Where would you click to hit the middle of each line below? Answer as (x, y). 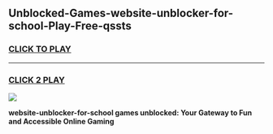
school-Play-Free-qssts (70, 26)
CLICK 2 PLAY (37, 80)
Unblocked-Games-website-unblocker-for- (121, 13)
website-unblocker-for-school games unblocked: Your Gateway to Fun (130, 112)
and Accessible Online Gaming (61, 121)
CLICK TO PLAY (40, 50)
